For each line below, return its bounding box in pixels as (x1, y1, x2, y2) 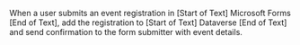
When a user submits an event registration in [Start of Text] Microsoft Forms (9, 8, 292, 18)
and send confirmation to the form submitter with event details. (9, 27, 243, 37)
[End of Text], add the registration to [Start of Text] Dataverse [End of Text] (9, 17, 287, 28)
